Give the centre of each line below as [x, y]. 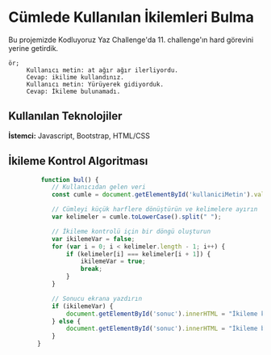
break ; [92, 269]
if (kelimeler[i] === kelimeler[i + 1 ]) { [138, 254]
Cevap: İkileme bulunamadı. [73, 91]
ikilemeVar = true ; [113, 262]
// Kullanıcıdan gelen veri [99, 187]
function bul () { [70, 180]
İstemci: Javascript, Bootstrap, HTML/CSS [79, 135]
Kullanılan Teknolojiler [65, 116]
